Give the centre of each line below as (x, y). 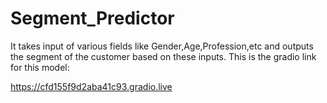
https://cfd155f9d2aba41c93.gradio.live (91, 86)
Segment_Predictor (92, 18)
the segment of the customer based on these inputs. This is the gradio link (163, 56)
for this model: (40, 67)
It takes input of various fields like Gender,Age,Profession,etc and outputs (162, 46)
